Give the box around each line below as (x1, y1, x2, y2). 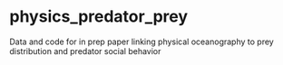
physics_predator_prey (9, 6, 189, 27)
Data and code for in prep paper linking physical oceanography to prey (9, 36, 274, 47)
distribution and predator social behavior (9, 45, 161, 56)
